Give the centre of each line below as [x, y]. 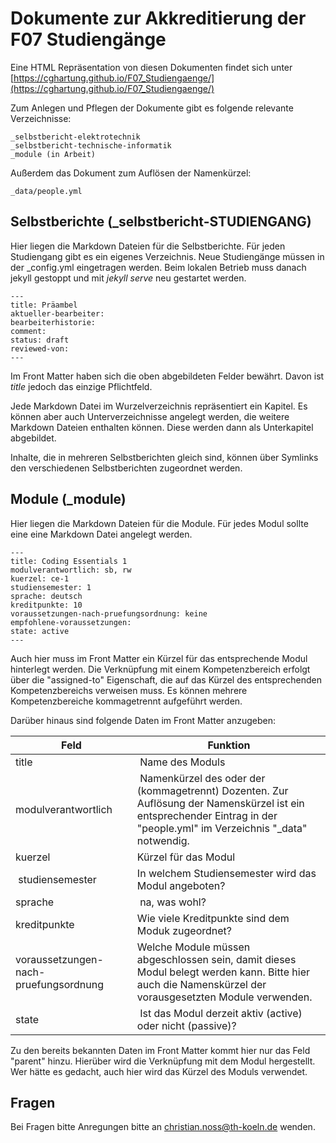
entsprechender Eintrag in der [207, 815]
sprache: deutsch [46, 596]
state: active [40, 631]
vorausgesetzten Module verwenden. [224, 997]
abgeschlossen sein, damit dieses [216, 959]
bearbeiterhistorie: [53, 322]
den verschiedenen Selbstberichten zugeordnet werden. [126, 468]
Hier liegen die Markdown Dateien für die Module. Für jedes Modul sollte [159, 523]
